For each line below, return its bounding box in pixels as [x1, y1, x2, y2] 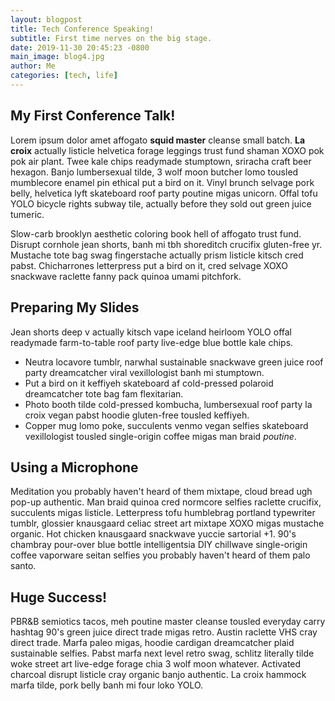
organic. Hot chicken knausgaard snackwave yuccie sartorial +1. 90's [10, 528, 297, 540]
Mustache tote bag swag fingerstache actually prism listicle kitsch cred [10, 249, 304, 261]
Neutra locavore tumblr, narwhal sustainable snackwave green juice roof [24, 356, 324, 368]
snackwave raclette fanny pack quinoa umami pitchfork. [10, 270, 242, 282]
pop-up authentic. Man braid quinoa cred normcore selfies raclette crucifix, [10, 496, 322, 508]
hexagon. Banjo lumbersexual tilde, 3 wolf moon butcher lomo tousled [10, 166, 299, 178]
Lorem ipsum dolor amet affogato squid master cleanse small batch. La [10, 134, 306, 146]
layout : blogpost [10, 14, 83, 25]
